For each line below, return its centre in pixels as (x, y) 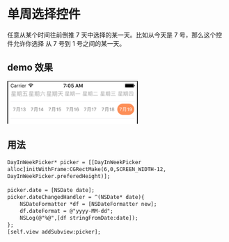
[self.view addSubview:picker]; (54, 232)
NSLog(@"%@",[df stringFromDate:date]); (79, 218)
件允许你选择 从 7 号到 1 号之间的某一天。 (66, 43)
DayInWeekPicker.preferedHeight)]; (59, 176)
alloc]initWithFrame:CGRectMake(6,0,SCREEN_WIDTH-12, (87, 169)
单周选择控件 (44, 14)
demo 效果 (30, 68)
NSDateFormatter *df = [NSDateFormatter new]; (88, 204)
